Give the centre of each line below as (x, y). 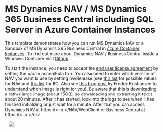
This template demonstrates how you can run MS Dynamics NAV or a (74, 43)
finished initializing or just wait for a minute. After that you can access (75, 104)
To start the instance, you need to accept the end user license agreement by (82, 68)
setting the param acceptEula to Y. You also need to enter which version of (80, 73)
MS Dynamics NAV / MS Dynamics (76, 9)
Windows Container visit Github (37, 58)
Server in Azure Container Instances (80, 30)
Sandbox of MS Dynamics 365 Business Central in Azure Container (72, 48)
